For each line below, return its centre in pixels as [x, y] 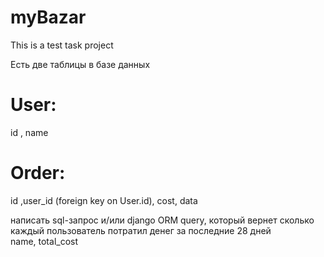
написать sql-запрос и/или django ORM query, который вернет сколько [162, 220]
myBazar [48, 17]
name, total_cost [44, 241]
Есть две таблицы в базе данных [80, 64]
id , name [29, 132]
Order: [38, 173]
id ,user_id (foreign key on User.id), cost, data [104, 200]
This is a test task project [62, 45]
